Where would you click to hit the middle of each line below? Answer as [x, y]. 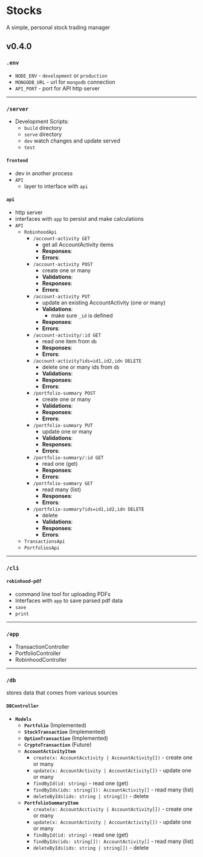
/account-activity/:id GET [67, 335]
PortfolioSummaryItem [51, 803]
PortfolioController [38, 653]
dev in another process [44, 173]
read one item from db [69, 341]
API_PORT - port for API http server [57, 88]
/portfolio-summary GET [63, 484]
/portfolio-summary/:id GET [68, 458]
